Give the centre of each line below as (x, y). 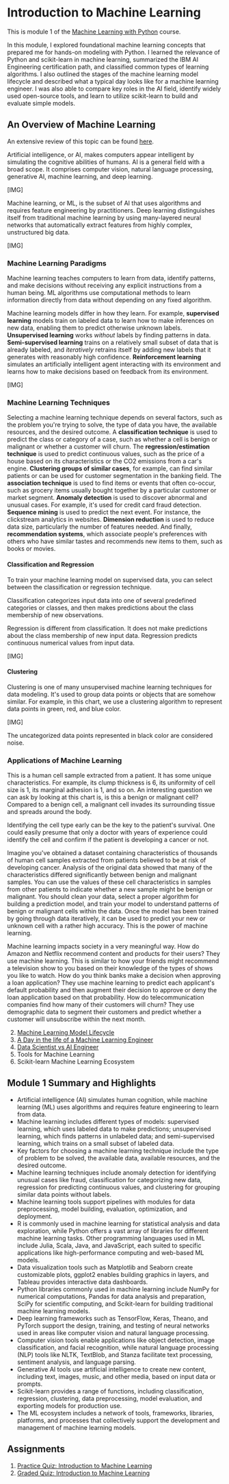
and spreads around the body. (50, 812)
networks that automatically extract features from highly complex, (100, 225)
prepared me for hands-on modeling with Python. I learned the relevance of (114, 52)
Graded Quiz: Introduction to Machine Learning (83, 1473)
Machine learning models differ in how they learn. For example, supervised (113, 313)
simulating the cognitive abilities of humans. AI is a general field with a (106, 162)
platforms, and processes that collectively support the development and (118, 1420)
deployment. (35, 1216)
